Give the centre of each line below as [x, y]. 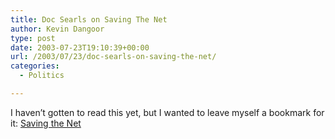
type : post [33, 38]
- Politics [42, 76]
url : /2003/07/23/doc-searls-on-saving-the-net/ [113, 57]
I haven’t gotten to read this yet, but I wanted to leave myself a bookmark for [167, 112]
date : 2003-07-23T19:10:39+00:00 [80, 47]
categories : [35, 66]
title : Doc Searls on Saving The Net [89, 19]
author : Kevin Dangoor [57, 29]
